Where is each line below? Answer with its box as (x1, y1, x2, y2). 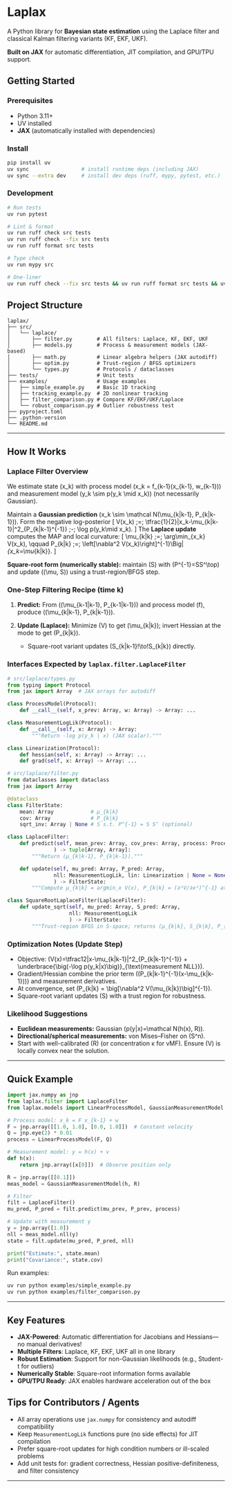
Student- (197, 1355, 224, 1363)
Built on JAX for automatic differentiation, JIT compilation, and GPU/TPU (7, 48, 214, 56)
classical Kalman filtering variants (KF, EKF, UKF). (7, 34, 148, 42)
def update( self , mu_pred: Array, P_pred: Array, (19, 865, 166, 872)
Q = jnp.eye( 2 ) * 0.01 (7, 1130, 72, 1137)
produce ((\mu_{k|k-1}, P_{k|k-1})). (17, 608, 115, 616)
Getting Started (7, 75, 75, 87)
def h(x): (7, 1155, 36, 1162)
